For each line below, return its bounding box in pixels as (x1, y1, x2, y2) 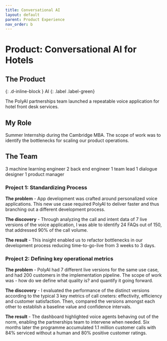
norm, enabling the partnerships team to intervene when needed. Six (5, 319, 150, 325)
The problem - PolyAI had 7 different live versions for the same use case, (5, 266, 159, 273)
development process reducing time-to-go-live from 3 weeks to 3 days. (5, 242, 156, 249)
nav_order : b (5, 21, 33, 27)
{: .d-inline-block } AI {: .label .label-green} (5, 88, 95, 94)
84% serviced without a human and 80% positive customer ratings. (5, 330, 147, 336)
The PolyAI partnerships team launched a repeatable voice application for (5, 98, 159, 105)
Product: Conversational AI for (5, 44, 137, 55)
